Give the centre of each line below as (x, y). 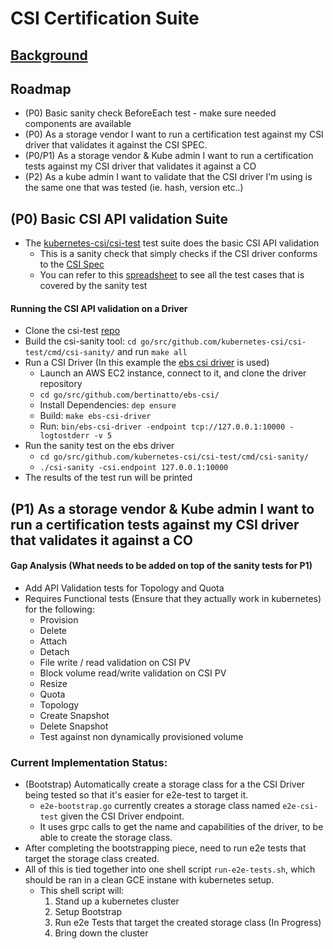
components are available (78, 124)
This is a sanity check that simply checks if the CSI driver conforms (178, 254)
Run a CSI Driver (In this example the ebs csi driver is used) (147, 363)
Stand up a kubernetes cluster (117, 901)
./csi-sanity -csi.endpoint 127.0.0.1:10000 (134, 468)
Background (49, 55)
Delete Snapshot (74, 726)
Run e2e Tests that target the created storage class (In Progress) (188, 923)
